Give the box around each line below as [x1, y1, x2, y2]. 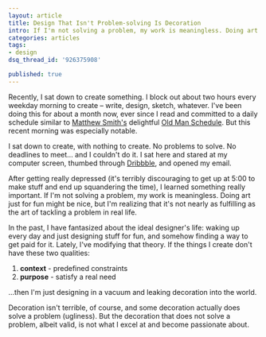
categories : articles [8, 33, 80, 42]
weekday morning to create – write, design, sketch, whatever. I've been [8, 100, 242, 110]
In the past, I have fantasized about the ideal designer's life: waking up [8, 223, 241, 232]
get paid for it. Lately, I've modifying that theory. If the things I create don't [8, 239, 252, 249]
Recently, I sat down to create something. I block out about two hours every [8, 92, 256, 102]
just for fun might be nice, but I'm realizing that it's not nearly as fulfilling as [8, 199, 256, 208]
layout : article [8, 11, 62, 20]
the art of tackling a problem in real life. [8, 207, 138, 217]
